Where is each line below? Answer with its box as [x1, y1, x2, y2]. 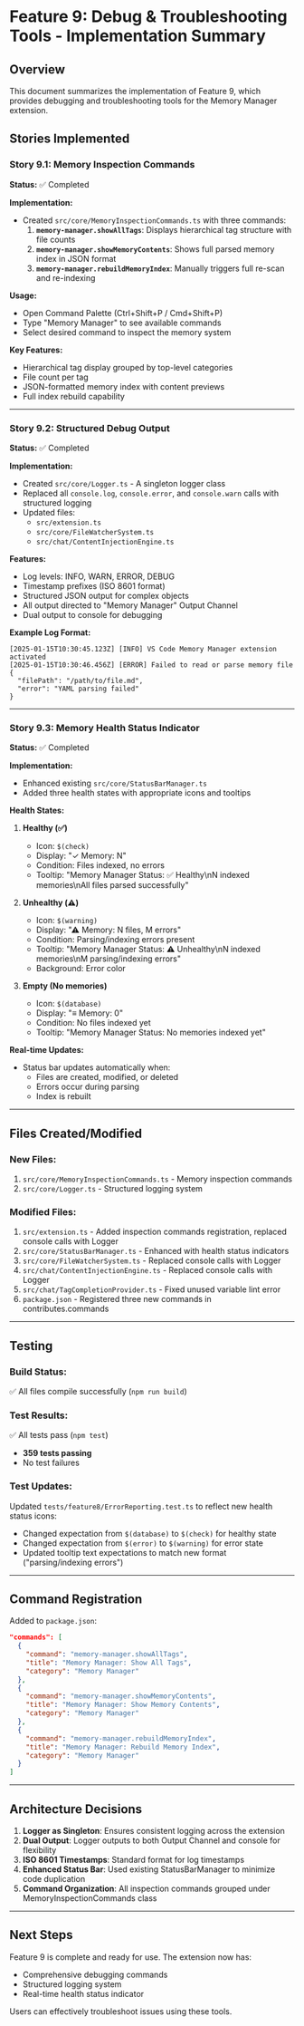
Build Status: [9, 1365, 68, 1378]
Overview [9, 62, 66, 77]
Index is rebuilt [35, 1091, 91, 1102]
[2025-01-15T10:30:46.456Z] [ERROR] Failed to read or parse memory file [9, 660, 294, 670]
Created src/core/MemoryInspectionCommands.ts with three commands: [22, 215, 287, 226]
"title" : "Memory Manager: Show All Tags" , [25, 1658, 193, 1667]
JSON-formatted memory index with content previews [22, 381, 225, 391]
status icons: [9, 1510, 57, 1521]
